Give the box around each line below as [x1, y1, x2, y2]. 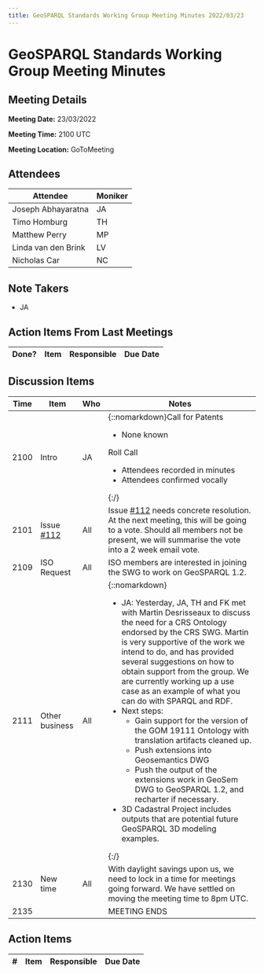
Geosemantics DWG [134, 754, 210, 765]
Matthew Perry [12, 230, 67, 241]
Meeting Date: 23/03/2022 [8, 114, 97, 123]
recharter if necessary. [134, 793, 219, 804]
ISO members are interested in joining [108, 557, 247, 568]
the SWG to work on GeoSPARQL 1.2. [108, 567, 247, 578]
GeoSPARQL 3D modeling [121, 823, 217, 834]
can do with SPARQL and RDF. [121, 695, 233, 706]
